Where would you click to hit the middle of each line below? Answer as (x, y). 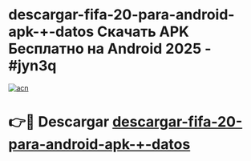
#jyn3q (32, 66)
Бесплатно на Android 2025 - (110, 49)
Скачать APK (144, 32)
